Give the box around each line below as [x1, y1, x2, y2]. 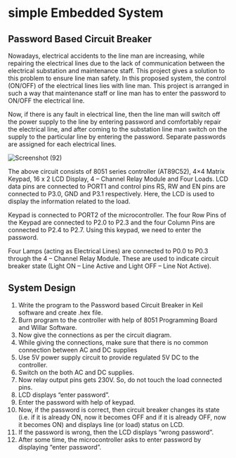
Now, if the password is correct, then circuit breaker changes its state [18, 405, 220, 414]
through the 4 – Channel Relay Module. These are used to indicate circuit [8, 255, 219, 262]
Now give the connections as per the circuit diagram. [18, 331, 172, 339]
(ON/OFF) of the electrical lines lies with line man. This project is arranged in [8, 82, 230, 89]
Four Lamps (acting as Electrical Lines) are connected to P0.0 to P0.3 [8, 247, 209, 255]
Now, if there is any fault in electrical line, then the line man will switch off [8, 110, 221, 118]
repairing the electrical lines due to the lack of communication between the [8, 59, 225, 68]
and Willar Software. [18, 323, 77, 331]
